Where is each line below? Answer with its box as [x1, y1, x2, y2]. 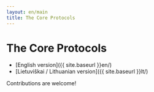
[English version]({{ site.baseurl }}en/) [15, 61, 112, 69]
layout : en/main [6, 9, 48, 15]
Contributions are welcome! [6, 80, 77, 87]
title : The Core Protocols [6, 15, 75, 21]
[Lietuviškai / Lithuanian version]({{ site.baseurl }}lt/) [15, 68, 148, 75]
